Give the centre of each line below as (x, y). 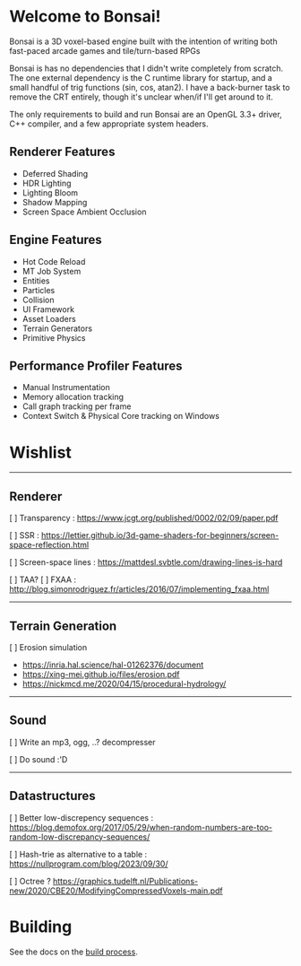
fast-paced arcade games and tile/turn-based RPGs (105, 50)
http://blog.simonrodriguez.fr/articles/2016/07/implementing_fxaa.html (139, 589)
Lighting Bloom (50, 192)
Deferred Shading (55, 173)
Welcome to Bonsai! (85, 17)
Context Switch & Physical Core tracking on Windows (120, 416)
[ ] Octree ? (30, 881)
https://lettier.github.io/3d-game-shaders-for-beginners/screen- (160, 535)
